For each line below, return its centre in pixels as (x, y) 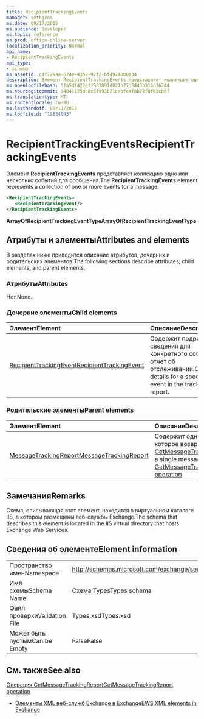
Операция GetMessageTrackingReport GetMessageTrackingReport (90, 685)
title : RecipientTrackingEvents (47, 12)
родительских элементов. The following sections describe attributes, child (100, 261)
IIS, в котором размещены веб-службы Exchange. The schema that (92, 517)
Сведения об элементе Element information (92, 549)
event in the (167, 384)
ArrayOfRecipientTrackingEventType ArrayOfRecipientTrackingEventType (101, 221)
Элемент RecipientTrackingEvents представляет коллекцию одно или (97, 174)
